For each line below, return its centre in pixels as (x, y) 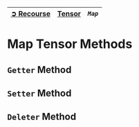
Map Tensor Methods (70, 44)
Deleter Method (42, 117)
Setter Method (39, 93)
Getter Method (39, 70)
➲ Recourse (30, 14)
